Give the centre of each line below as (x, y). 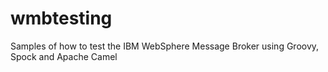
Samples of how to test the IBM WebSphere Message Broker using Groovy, (165, 46)
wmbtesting (61, 18)
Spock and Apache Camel (64, 56)
